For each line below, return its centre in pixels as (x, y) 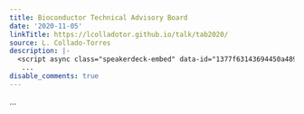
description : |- (40, 51)
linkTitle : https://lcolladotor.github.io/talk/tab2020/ (119, 34)
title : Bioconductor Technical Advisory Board (99, 18)
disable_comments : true (54, 76)
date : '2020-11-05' (46, 26)
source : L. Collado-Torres (60, 43)
